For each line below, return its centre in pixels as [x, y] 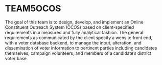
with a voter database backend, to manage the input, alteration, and [73, 43]
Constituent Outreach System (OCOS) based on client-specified [69, 27]
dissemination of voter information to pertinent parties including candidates [81, 48]
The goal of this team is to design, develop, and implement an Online [74, 22]
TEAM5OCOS [33, 9]
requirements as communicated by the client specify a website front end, [79, 38]
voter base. [16, 58]
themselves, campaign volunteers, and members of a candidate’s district [78, 53]
